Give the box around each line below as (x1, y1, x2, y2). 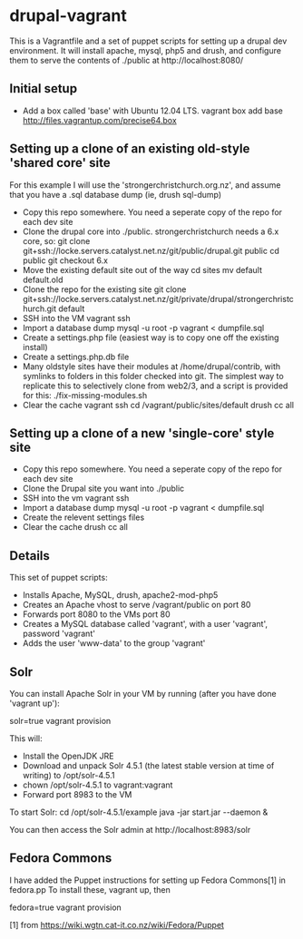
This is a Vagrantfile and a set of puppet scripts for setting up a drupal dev (9, 35, 288, 46)
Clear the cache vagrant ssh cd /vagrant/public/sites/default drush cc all (22, 399, 295, 410)
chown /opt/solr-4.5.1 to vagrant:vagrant (22, 779, 173, 790)
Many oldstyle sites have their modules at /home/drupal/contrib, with (22, 360, 281, 372)
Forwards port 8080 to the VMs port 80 (22, 609, 171, 620)
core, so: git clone (22, 235, 91, 246)
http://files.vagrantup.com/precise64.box (22, 114, 177, 125)
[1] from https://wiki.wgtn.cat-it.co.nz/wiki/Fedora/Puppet (9, 919, 225, 930)
